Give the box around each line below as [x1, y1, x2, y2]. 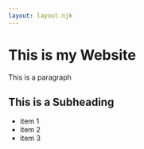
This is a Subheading [8, 95, 115, 108]
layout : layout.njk [8, 11, 73, 20]
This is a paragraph [8, 73, 72, 82]
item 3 [19, 133, 41, 143]
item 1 [19, 116, 40, 126]
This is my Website [8, 45, 137, 64]
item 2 [19, 125, 41, 135]
